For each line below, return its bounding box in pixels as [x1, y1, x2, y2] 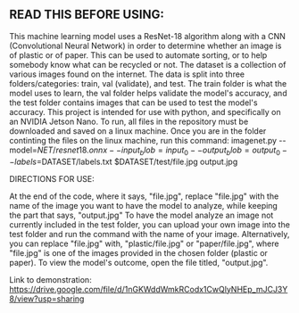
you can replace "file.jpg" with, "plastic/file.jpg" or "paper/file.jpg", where [9, 238, 279, 249]
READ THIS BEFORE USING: [9, 7, 165, 22]
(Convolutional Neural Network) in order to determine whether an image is [9, 40, 282, 51]
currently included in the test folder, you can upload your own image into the [9, 218, 290, 230]
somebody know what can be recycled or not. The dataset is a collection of [9, 59, 287, 70]
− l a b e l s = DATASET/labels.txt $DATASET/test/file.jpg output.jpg [9, 156, 238, 167]
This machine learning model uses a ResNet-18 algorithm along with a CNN [9, 30, 286, 41]
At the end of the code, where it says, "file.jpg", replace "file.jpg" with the [9, 191, 279, 202]
